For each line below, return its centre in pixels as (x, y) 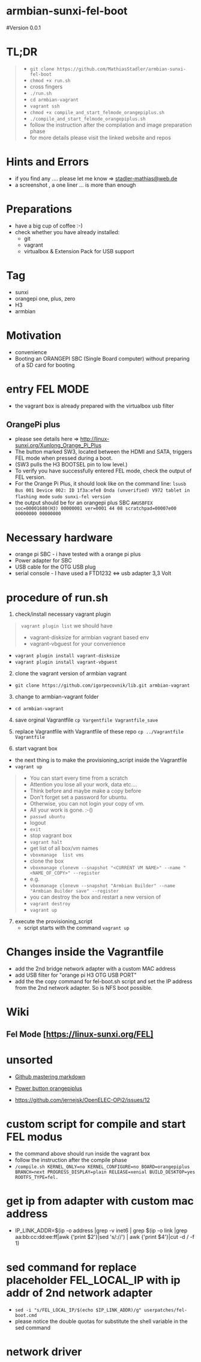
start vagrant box (36, 749)
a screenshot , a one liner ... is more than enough (75, 185)
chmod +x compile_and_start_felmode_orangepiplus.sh (97, 112)
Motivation (34, 335)
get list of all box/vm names (64, 848)
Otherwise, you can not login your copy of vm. (87, 804)
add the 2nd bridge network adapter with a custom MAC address (95, 969)
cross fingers (46, 86)
